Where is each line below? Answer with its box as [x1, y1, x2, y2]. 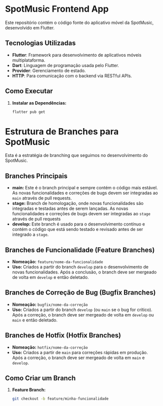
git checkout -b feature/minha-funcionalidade [12, 396, 109, 402]
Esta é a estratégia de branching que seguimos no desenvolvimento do [5, 153, 148, 158]
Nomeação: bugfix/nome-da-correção [12, 301, 88, 307]
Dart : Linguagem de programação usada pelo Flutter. [12, 62, 120, 68]
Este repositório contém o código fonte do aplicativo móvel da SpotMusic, [5, 20, 154, 25]
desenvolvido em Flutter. [5, 24, 55, 30]
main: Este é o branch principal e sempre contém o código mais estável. [12, 185, 158, 191]
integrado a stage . [12, 231, 49, 238]
